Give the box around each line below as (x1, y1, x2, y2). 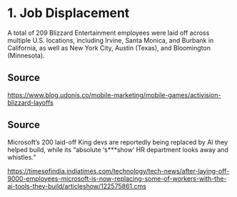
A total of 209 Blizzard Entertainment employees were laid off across (7, 28, 210, 37)
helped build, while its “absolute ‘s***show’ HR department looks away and (7, 145, 228, 154)
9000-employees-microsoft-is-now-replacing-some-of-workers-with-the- (7, 174, 227, 183)
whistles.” (7, 153, 36, 161)
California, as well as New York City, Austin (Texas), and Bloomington (7, 43, 211, 52)
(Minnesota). (7, 51, 45, 60)
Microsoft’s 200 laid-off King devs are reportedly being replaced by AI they (7, 137, 228, 147)
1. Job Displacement (7, 5, 130, 21)
